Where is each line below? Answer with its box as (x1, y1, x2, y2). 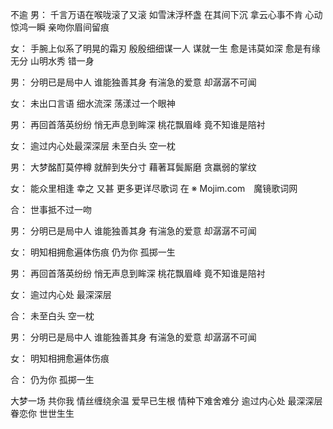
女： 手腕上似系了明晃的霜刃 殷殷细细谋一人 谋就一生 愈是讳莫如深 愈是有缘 (10, 43, 321, 54)
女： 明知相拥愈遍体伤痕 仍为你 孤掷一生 (10, 246, 176, 258)
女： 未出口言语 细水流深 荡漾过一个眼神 (10, 98, 176, 109)
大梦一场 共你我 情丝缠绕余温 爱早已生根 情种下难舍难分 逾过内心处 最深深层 (10, 395, 323, 407)
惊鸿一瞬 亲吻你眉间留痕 (10, 21, 110, 33)
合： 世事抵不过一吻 (10, 204, 92, 215)
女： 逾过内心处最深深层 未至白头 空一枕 (10, 140, 176, 152)
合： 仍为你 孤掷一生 (10, 374, 95, 385)
